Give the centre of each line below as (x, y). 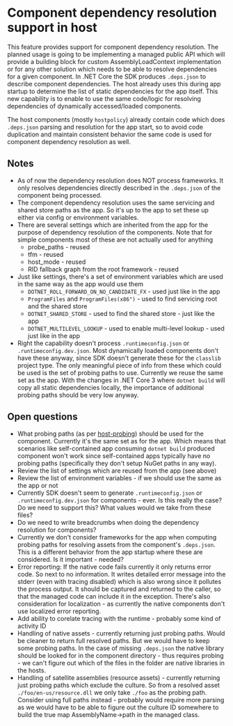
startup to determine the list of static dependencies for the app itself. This (113, 91)
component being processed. (59, 195)
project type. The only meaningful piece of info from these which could (119, 365)
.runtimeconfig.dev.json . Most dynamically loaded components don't (118, 350)
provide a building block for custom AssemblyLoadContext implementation (114, 61)
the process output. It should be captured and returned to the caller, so (119, 589)
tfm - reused (46, 254)
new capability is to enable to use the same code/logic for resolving (104, 98)
